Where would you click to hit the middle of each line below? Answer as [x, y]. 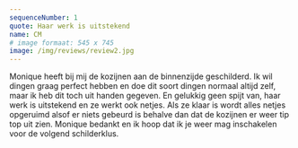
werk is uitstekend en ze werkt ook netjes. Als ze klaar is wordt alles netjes [148, 105]
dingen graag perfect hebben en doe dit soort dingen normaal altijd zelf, [143, 86]
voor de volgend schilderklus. [64, 134]
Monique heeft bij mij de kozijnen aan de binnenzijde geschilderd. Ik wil [141, 76]
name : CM [26, 34]
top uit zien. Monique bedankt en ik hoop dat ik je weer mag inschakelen [143, 124]
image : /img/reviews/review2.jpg [72, 51]
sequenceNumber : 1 [44, 17]
